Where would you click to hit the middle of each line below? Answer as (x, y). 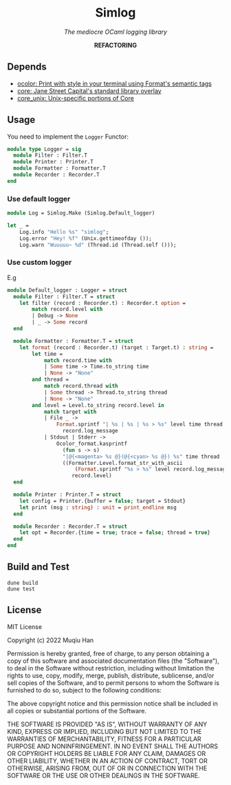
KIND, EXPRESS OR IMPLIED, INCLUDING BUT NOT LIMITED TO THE (104, 731)
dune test (21, 589)
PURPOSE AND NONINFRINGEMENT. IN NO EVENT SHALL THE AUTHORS (113, 746)
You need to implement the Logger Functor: (68, 137)
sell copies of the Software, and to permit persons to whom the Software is (113, 683)
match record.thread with (81, 386)
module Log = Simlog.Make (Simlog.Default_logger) (81, 213)
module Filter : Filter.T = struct (64, 297)
